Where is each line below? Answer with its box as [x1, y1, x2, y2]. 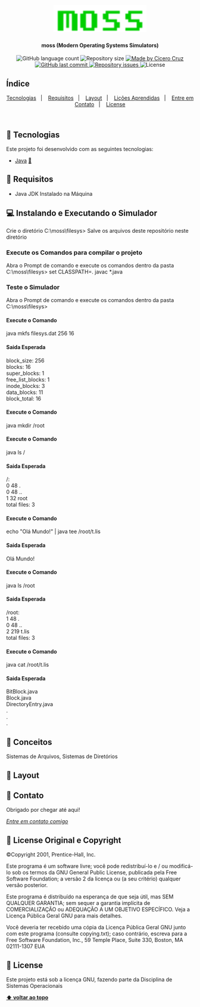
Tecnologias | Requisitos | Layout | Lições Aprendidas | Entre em [6, 94, 194, 101]
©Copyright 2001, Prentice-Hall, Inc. [6, 851, 96, 858]
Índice [6, 78, 30, 88]
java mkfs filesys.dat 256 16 [6, 330, 74, 337]
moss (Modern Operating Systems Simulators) [41, 41, 159, 49]
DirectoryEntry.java [6, 701, 54, 708]
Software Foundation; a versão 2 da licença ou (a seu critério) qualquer [6, 875, 181, 882]
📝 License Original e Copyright [6, 835, 121, 845]
